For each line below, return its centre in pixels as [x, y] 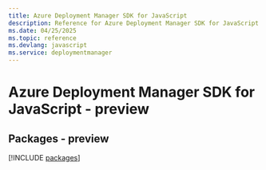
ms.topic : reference [43, 38]
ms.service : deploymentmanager [60, 53]
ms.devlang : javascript [48, 45]
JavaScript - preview [79, 109]
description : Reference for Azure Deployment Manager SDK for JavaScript [134, 23]
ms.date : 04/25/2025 [43, 30]
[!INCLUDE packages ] [44, 158]
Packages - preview [59, 138]
